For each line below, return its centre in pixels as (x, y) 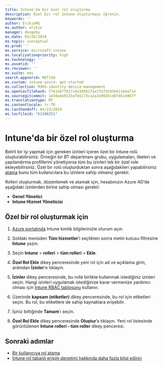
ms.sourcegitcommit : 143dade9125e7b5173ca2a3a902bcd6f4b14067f (71, 96)
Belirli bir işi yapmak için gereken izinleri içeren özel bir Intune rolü (71, 151)
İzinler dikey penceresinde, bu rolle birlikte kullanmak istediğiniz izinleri (84, 277)
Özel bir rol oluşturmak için (47, 217)
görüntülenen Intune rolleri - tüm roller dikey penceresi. (68, 326)
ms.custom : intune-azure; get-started (44, 82)
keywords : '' (18, 19)
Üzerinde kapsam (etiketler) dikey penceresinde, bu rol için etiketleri (81, 297)
